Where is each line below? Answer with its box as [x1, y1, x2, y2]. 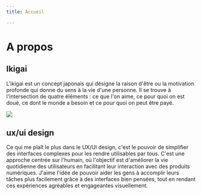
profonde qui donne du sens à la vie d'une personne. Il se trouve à [6, 86, 171, 93]
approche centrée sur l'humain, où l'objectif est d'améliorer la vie [6, 156, 168, 164]
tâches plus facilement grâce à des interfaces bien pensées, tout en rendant [6, 176, 196, 183]
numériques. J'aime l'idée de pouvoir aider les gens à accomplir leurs [6, 169, 180, 176]
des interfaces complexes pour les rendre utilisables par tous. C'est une [6, 150, 185, 157]
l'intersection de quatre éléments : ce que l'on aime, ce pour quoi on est [6, 93, 185, 100]
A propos [6, 40, 53, 54]
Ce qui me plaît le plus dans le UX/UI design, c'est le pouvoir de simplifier [6, 144, 189, 151]
